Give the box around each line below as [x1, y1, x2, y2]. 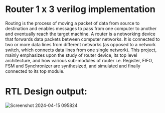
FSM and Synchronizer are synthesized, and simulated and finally [5, 63, 140, 69]
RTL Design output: [5, 86, 88, 97]
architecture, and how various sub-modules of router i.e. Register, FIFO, [5, 57, 153, 63]
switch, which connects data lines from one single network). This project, [5, 47, 157, 53]
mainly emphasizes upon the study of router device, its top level [5, 52, 137, 58]
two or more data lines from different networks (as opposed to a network [5, 41, 156, 47]
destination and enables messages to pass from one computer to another [5, 25, 157, 31]
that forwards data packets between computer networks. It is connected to [5, 36, 160, 42]
